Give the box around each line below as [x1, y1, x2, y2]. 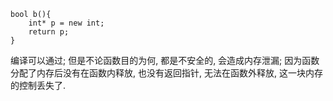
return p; [28, 27, 70, 37]
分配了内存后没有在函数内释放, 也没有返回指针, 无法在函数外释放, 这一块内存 [10, 67, 323, 79]
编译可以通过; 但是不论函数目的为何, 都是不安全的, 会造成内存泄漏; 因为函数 [10, 55, 320, 66]
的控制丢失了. [10, 80, 67, 91]
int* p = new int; [28, 18, 105, 28]
